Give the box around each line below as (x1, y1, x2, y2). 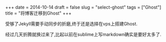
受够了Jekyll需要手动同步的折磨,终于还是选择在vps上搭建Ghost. (5, 21, 138, 26)
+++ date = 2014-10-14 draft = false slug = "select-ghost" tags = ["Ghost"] (5, 4, 161, 10)
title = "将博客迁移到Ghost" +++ (5, 10, 72, 16)
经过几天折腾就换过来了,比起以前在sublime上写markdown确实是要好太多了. (5, 31, 161, 37)
